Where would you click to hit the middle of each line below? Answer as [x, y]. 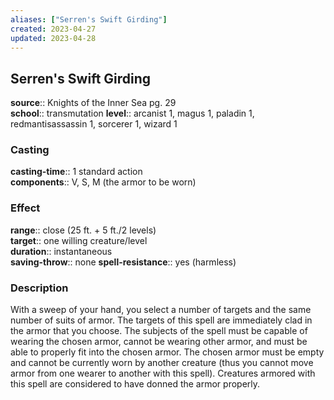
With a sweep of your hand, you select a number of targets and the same [161, 310]
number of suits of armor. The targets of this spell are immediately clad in [161, 320]
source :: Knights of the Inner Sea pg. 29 [93, 103]
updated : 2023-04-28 [53, 38]
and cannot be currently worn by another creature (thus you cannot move [162, 363]
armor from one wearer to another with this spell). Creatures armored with [163, 373]
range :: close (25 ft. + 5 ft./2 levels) [83, 230]
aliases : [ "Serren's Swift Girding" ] [89, 19]
